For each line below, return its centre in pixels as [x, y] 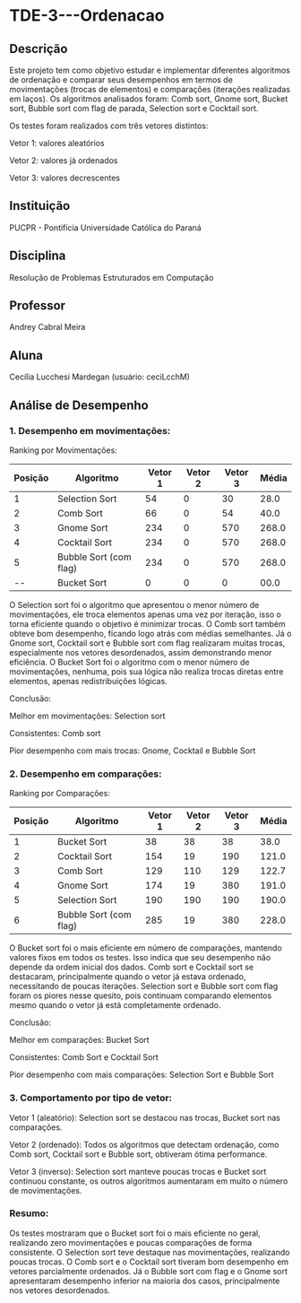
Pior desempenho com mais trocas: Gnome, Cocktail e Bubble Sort [133, 751]
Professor [37, 306]
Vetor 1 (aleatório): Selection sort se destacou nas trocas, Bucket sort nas [145, 1117]
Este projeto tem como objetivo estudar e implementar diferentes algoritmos [150, 70]
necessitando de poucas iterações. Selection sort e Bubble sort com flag [144, 986]
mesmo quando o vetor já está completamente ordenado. [115, 1005]
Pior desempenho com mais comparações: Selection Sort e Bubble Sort [142, 1075]
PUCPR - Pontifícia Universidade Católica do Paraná [105, 227]
